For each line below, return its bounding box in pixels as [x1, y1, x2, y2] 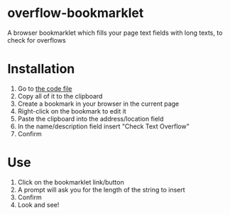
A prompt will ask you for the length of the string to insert [17, 185, 186, 194]
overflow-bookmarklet [7, 5, 144, 21]
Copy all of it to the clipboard [17, 92, 103, 100]
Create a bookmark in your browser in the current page [17, 99, 180, 108]
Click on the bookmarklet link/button [17, 177, 124, 186]
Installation [7, 61, 75, 77]
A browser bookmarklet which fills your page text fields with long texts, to [7, 28, 223, 37]
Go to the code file [17, 84, 72, 93]
